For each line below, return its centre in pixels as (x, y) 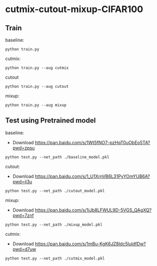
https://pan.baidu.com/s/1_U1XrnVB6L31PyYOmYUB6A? (93, 176)
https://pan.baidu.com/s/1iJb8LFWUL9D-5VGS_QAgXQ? (93, 210)
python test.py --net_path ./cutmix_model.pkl (55, 258)
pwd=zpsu (24, 148)
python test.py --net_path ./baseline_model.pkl (57, 157)
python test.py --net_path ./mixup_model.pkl (54, 225)
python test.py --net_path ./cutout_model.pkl (55, 191)
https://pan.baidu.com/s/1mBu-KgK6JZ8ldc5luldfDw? (91, 244)
